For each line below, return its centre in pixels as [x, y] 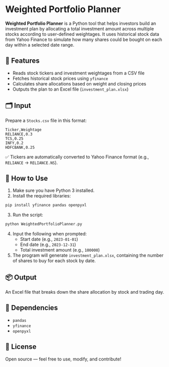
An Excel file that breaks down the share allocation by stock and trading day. [85, 292]
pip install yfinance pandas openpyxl [46, 205]
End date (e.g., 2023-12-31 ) [48, 244]
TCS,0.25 [14, 138]
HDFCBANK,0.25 [20, 147]
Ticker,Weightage [23, 130]
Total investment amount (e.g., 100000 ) [60, 250]
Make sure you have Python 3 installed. [53, 190]
